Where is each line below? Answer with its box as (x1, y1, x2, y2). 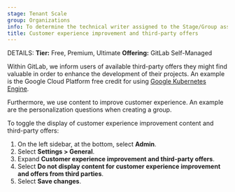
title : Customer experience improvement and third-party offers (7, 29, 199, 37)
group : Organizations (7, 17, 71, 24)
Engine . (7, 84, 29, 93)
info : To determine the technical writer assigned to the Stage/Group (7, 23, 218, 30)
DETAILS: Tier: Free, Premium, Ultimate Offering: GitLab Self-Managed (7, 49, 213, 57)
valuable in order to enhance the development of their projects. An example (7, 70, 225, 78)
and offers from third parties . (17, 170, 104, 178)
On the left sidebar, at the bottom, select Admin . (17, 140, 157, 149)
